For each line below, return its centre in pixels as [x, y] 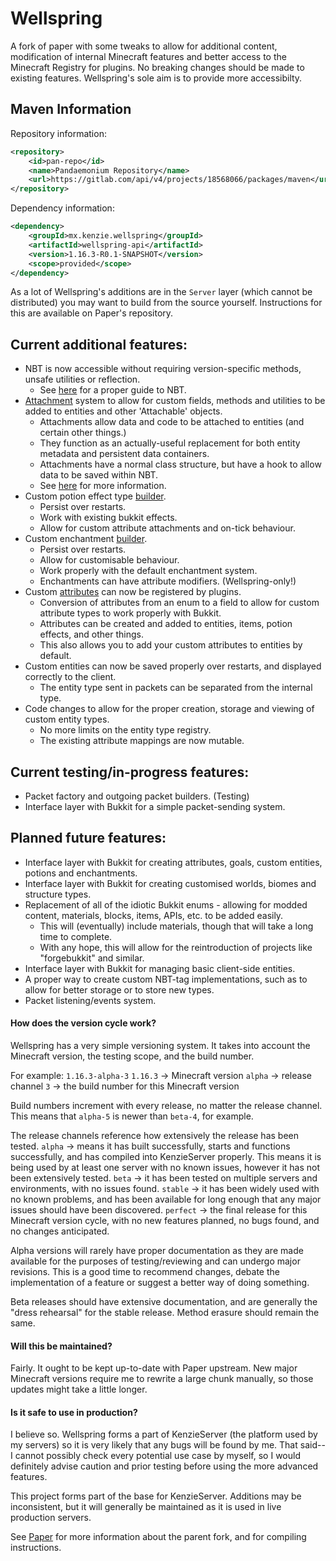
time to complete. [76, 936]
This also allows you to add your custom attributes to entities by [171, 645]
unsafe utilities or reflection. [82, 379]
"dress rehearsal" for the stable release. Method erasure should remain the [165, 1313]
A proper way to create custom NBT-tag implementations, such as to [166, 979]
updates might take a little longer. [79, 1389]
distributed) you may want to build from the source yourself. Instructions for [166, 303]
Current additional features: [99, 344]
